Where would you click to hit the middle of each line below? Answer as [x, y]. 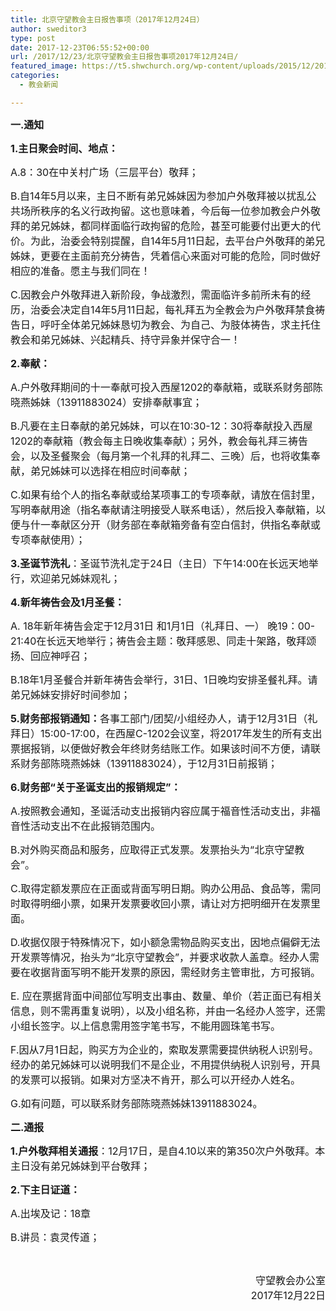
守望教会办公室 [290, 1280]
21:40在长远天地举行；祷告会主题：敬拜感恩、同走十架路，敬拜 [158, 641]
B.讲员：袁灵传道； [55, 1237]
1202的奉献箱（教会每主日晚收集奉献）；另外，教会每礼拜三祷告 [159, 441]
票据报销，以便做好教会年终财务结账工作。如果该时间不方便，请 [161, 748]
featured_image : [44, 66]
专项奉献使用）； [48, 539]
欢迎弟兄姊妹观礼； [76, 578]
